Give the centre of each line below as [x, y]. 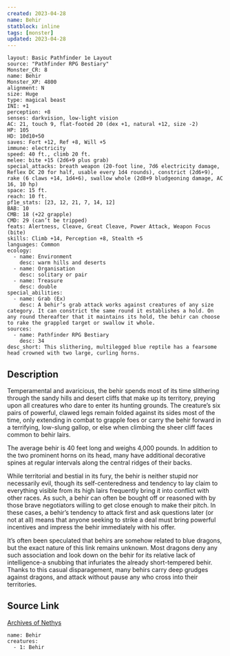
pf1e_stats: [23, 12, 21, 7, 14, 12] [61, 203]
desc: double [38, 287]
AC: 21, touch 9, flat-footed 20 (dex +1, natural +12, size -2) [103, 125]
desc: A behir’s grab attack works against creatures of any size [117, 305]
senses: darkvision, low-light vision [63, 118]
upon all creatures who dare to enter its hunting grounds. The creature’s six [114, 405]
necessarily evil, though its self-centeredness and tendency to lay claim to [113, 483]
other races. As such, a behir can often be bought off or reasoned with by [112, 498]
